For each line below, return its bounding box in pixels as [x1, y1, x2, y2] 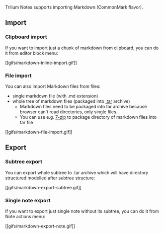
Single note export [5, 197, 51, 204]
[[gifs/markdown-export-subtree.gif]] [5, 184, 82, 190]
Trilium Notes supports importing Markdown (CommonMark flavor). [5, 4, 143, 10]
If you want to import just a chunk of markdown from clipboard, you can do [5, 45, 159, 51]
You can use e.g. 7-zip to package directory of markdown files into [19, 114, 157, 120]
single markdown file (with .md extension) [12, 93, 98, 99]
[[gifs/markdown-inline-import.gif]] [5, 60, 77, 66]
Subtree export [5, 158, 43, 165]
